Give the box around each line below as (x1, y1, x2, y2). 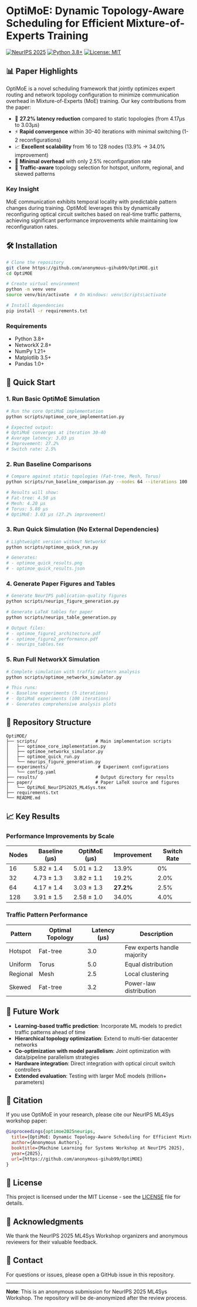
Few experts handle (124, 943, 179, 951)
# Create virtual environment (6, 281, 80, 287)
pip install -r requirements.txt (6, 307, 88, 314)
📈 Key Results (6, 811, 60, 821)
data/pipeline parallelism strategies (14, 1054, 100, 1061)
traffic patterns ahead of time (14, 1028, 86, 1035)
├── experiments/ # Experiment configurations (6, 764, 169, 770)
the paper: (6, 103, 31, 111)
